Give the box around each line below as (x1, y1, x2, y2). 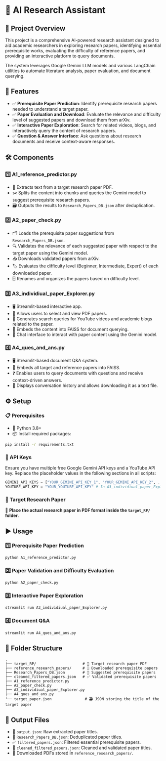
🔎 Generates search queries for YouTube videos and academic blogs (12, 316, 152, 322)
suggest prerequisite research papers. (12, 197, 90, 203)
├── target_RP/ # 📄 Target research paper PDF (5, 662, 147, 667)
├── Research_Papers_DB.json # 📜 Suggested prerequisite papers (5, 670, 156, 675)
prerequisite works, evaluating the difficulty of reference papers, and (5, 48, 146, 53)
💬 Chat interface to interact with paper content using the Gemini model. (12, 332, 158, 338)
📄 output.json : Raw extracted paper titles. (12, 729, 98, 734)
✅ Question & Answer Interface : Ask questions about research (12, 133, 142, 139)
